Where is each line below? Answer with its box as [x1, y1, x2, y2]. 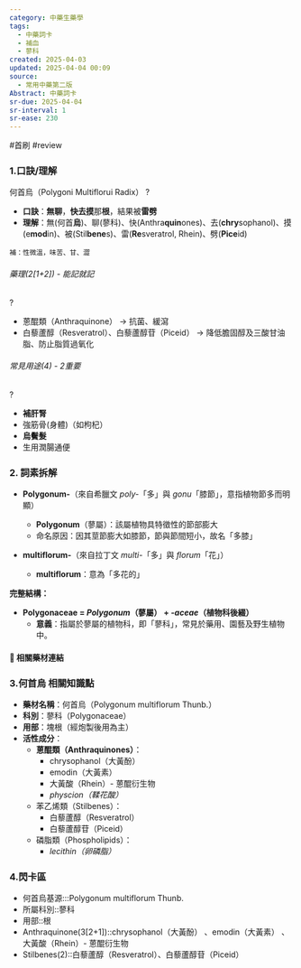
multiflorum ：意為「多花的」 [35, 569, 145, 580]
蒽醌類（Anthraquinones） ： [35, 744, 142, 755]
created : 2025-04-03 [9, 55, 87, 64]
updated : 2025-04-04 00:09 [9, 64, 111, 73]
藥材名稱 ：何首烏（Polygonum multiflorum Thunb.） [22, 699, 217, 710]
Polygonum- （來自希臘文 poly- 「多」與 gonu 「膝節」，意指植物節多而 [22, 489, 283, 499]
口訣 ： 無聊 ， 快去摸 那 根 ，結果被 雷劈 [22, 206, 158, 217]
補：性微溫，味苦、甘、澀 [9, 248, 90, 257]
